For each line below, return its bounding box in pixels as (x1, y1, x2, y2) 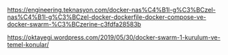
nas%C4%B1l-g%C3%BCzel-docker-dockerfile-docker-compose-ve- (7, 13, 207, 21)
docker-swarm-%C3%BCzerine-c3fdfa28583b (7, 20, 142, 28)
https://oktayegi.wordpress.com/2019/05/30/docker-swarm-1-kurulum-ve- (7, 33, 221, 41)
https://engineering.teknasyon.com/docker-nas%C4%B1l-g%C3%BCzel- (7, 6, 216, 14)
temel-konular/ (7, 41, 50, 48)
